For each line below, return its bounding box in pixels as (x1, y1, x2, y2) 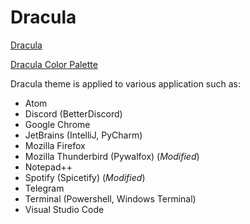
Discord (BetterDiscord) (24, 107, 123, 120)
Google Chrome (24, 118, 91, 130)
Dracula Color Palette (10, 58, 98, 70)
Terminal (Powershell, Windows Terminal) (24, 192, 197, 205)
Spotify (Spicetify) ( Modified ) (24, 171, 146, 183)
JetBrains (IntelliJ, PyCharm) (24, 129, 143, 141)
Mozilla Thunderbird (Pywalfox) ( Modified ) (24, 150, 200, 162)
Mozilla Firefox (24, 139, 86, 151)
